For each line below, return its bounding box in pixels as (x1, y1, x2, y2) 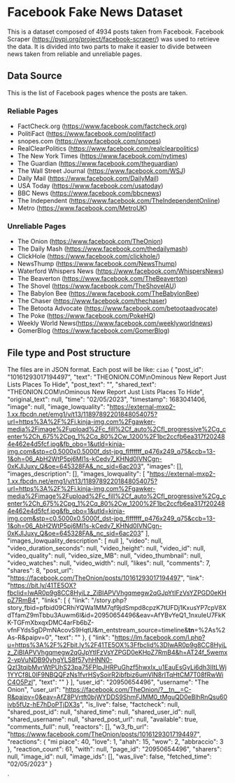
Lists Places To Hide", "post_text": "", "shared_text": (7, 380, 157, 389)
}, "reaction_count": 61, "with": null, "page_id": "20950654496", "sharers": (7, 745, 222, 754)
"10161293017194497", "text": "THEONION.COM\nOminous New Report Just (7, 373, 227, 382)
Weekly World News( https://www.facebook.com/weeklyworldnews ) (17, 319, 213, 328)
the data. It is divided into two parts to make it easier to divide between (7, 42, 212, 50)
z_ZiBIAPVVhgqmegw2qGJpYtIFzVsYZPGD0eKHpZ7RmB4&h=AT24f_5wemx (7, 649, 228, 657)
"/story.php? (90, 596, 127, 604)
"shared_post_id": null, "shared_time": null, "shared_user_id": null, (7, 708, 197, 716)
